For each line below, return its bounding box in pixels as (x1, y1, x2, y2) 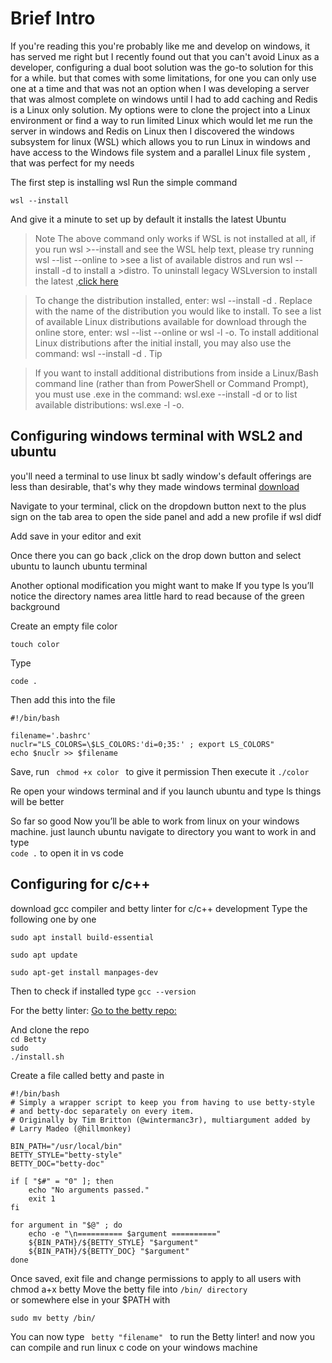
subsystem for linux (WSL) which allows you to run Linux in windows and (10, 135, 311, 147)
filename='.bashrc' (10, 730, 92, 741)
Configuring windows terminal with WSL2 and (10, 428, 303, 445)
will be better (10, 795, 65, 807)
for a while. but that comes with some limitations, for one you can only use (10, 72, 317, 84)
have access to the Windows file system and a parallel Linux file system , (10, 146, 311, 158)
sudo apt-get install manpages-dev (10, 967, 159, 977)
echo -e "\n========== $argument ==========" (28, 1228, 222, 1239)
